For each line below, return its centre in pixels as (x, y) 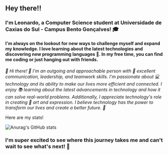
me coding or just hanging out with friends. (52, 59)
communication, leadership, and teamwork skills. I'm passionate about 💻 (82, 76)
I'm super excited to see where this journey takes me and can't (84, 140)
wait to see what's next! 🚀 (38, 146)
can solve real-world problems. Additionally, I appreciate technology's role (83, 97)
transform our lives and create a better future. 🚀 (56, 107)
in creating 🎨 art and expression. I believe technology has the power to (79, 102)
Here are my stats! (25, 117)
